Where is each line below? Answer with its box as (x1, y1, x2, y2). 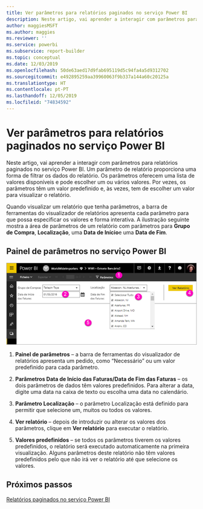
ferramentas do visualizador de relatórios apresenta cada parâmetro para (6, 209, 189, 216)
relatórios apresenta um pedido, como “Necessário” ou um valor (14, 357, 176, 364)
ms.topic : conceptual (6, 55, 61, 61)
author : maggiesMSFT (6, 22, 59, 28)
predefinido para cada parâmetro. (14, 364, 100, 371)
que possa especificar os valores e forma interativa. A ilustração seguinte (6, 216, 190, 223)
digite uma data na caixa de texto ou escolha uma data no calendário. (14, 388, 188, 395)
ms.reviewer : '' (6, 35, 47, 42)
